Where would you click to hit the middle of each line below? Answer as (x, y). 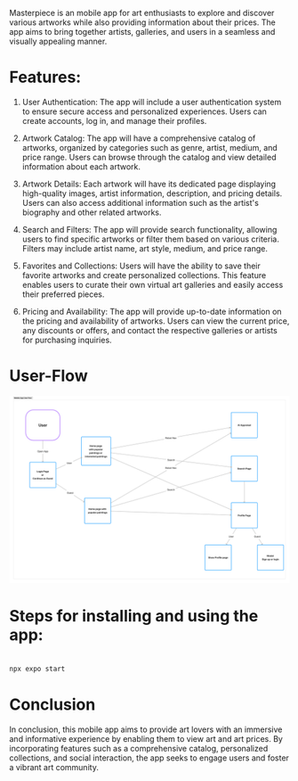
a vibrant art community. (54, 768)
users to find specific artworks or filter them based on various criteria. (151, 239)
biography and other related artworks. (92, 212)
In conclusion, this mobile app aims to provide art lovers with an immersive (146, 729)
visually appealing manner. (58, 41)
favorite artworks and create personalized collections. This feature (144, 275)
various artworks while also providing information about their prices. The (142, 22)
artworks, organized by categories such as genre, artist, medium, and (149, 147)
